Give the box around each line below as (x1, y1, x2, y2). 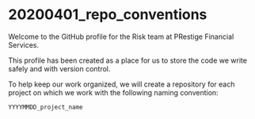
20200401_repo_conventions (8, 6, 207, 24)
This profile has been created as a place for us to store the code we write (8, 56, 248, 65)
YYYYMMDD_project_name (8, 103, 83, 111)
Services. (8, 40, 40, 49)
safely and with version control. (8, 63, 111, 73)
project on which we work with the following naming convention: (8, 87, 219, 97)
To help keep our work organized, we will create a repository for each (8, 79, 235, 89)
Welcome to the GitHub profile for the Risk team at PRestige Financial (8, 32, 234, 41)
